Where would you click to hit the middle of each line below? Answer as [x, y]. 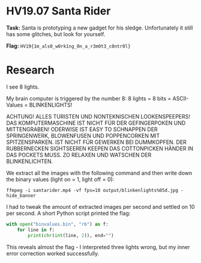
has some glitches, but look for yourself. [56, 34]
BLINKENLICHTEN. [30, 161]
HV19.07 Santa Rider [58, 11]
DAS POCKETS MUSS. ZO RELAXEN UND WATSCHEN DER [79, 155]
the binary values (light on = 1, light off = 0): [60, 179]
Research [31, 70]
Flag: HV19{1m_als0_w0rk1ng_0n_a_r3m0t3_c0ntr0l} [68, 46]
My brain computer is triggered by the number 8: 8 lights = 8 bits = [89, 98]
